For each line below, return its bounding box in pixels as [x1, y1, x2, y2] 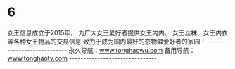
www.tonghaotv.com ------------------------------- [7, 54, 157, 62]
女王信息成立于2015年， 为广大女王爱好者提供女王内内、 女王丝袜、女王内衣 [7, 28, 229, 37]
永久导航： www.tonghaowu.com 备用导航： [68, 46, 196, 54]
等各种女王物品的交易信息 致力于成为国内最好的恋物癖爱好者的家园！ [7, 37, 206, 46]
